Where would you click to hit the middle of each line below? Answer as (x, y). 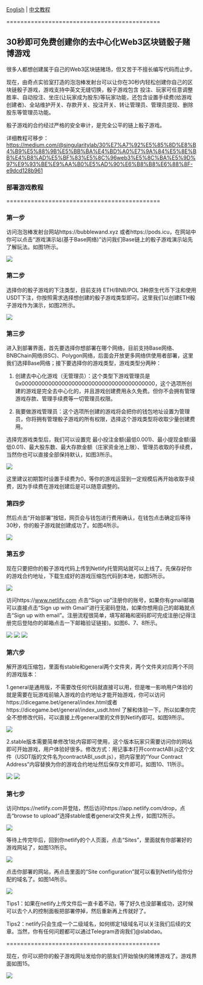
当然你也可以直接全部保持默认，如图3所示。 (61, 454)
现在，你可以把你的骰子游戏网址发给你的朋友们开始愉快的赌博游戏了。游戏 (99, 956)
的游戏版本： (22, 674)
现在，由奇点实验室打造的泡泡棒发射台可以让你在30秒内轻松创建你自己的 (97, 82)
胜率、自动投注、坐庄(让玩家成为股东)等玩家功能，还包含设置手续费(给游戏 (99, 97)
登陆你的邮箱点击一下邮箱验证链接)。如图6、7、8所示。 (92, 623)
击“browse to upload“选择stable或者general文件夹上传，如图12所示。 (92, 816)
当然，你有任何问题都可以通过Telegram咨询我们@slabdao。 (91, 932)
